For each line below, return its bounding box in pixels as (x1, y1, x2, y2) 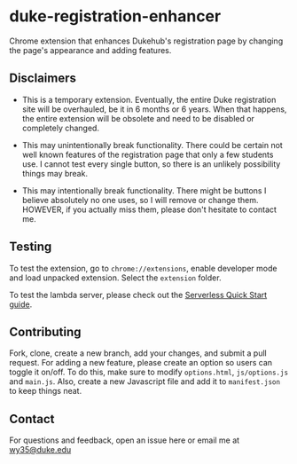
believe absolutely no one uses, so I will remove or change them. (21, 194, 259, 205)
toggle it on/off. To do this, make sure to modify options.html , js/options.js (9, 366, 289, 378)
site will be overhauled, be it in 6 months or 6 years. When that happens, (21, 104, 287, 114)
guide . (9, 299, 33, 310)
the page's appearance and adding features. (9, 44, 172, 55)
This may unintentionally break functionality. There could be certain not (21, 139, 284, 150)
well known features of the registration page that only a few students (21, 149, 274, 160)
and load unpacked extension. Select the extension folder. (9, 272, 222, 283)
